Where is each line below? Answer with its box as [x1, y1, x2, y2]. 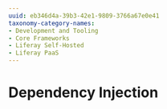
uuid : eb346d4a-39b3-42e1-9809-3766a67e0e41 [8, 11, 160, 20]
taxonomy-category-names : [8, 19, 95, 27]
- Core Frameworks [8, 34, 70, 42]
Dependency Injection [8, 83, 159, 102]
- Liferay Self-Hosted [8, 42, 84, 50]
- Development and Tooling [8, 26, 99, 34]
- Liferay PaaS [8, 49, 59, 57]
